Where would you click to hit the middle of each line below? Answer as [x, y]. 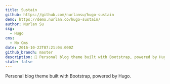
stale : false [19, 62]
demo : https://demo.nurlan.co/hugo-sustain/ [53, 19]
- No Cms [19, 43]
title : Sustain [21, 10]
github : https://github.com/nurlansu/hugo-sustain [60, 15]
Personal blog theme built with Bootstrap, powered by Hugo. [68, 76]
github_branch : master [29, 52]
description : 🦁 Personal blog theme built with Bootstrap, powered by [81, 57]
